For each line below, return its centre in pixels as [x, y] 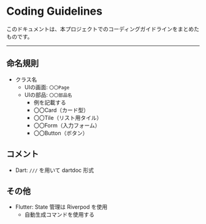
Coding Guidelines [55, 11]
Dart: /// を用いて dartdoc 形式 [55, 170]
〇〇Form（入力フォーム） [67, 125]
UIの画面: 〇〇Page [47, 87]
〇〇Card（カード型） [61, 110]
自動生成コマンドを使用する [59, 215]
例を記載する [50, 102]
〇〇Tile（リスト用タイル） [68, 118]
